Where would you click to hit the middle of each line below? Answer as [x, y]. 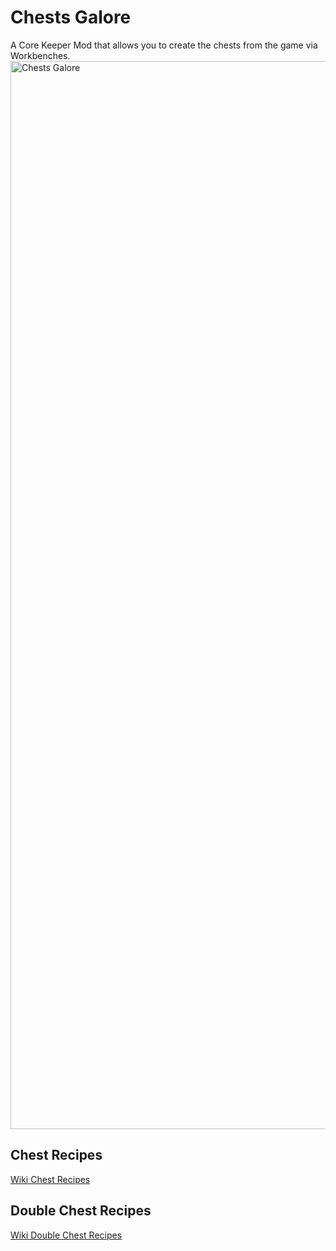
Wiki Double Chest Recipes [66, 1235]
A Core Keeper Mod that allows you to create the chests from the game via [164, 45]
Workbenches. [40, 55]
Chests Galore [71, 17]
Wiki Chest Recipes [50, 1179]
